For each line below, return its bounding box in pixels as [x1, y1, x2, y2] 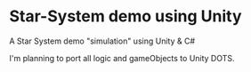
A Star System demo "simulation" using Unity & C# [9, 36, 196, 46]
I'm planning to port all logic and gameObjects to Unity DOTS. [9, 52, 235, 63]
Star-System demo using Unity [9, 6, 242, 27]
